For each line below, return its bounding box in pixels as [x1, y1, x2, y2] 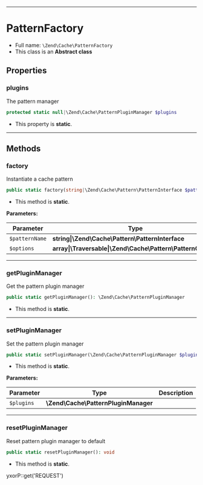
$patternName [9, 235, 47, 242]
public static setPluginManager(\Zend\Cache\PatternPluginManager [6, 352, 177, 358]
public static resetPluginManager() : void [6, 449, 115, 455]
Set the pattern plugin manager [6, 340, 84, 347]
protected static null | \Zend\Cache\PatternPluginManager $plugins [6, 109, 177, 115]
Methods [6, 143, 41, 153]
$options [9, 245, 34, 252]
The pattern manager [6, 98, 59, 105]
